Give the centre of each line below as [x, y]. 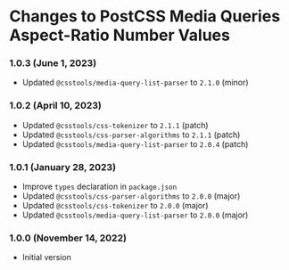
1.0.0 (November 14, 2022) [68, 238]
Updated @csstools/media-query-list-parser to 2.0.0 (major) [135, 215]
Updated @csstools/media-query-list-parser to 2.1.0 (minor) [135, 83]
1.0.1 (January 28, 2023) [63, 167]
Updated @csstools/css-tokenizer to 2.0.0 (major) [115, 206]
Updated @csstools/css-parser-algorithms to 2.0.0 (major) [131, 196]
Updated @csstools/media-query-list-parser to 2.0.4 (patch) [135, 143]
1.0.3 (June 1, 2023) [53, 63]
